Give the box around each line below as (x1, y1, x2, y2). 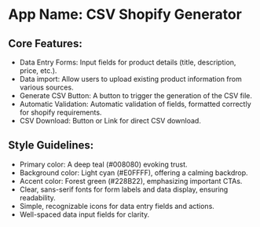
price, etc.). (19, 66, 57, 75)
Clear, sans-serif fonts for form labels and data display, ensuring (19, 185, 229, 194)
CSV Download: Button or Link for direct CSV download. (19, 116, 202, 125)
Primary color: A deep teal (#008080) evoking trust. (19, 159, 188, 169)
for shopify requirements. (19, 108, 102, 117)
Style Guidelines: (8, 139, 94, 152)
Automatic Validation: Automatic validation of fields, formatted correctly (19, 100, 251, 108)
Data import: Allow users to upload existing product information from (19, 75, 242, 83)
